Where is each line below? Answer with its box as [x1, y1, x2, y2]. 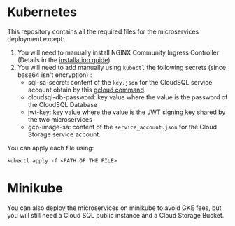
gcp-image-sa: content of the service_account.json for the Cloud [27, 122, 217, 131]
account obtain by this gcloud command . [27, 85, 146, 94]
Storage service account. [27, 130, 101, 139]
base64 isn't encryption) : [17, 71, 92, 79]
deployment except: [7, 34, 65, 43]
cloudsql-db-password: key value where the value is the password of [27, 92, 228, 101]
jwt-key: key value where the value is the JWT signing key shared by [27, 108, 226, 116]
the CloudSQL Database [27, 100, 98, 108]
